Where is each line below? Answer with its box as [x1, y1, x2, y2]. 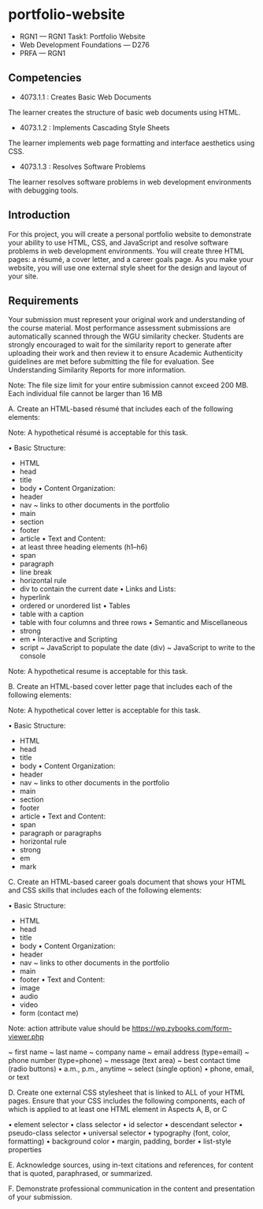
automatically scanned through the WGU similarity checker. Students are [8, 331, 244, 341]
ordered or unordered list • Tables [19, 601, 131, 611]
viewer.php [8, 1032, 45, 1042]
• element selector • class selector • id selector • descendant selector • [8, 1120, 243, 1129]
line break [19, 567, 53, 577]
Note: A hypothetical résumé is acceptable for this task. [8, 428, 189, 437]
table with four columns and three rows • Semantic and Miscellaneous [19, 618, 248, 627]
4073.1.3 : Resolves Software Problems [19, 162, 146, 171]
